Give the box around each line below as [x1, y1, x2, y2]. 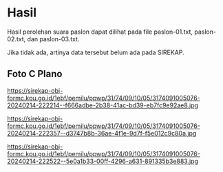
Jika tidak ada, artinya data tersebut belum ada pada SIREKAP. [7, 48, 184, 56]
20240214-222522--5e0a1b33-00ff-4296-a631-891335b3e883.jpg [7, 157, 198, 165]
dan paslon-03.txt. [27, 34, 80, 43]
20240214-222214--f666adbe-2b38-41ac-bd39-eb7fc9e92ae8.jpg [7, 101, 198, 109]
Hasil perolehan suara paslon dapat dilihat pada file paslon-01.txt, [7, 28, 193, 36]
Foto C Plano [7, 68, 63, 80]
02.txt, [7, 34, 26, 43]
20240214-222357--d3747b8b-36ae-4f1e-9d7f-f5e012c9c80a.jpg [7, 129, 197, 137]
